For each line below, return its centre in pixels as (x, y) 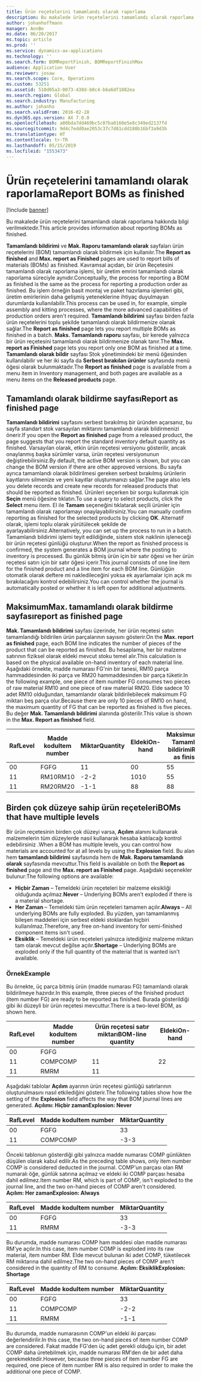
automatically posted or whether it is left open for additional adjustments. (96, 588)
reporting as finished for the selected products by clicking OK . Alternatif (95, 518)
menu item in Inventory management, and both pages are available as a (94, 373)
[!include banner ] (28, 210)
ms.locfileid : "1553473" (37, 151)
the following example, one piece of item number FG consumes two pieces (98, 682)
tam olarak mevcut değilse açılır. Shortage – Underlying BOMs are (95, 945)
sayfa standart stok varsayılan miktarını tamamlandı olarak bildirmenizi (93, 429)
